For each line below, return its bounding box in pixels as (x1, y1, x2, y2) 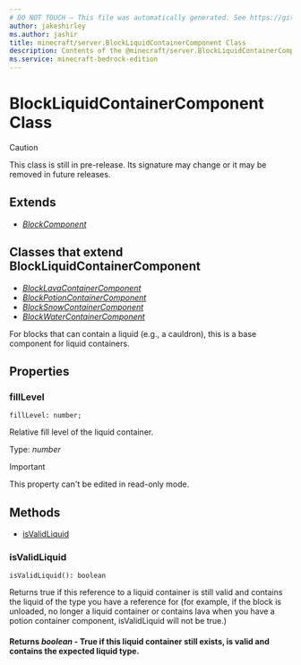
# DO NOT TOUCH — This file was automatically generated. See (9, 13, 246, 22)
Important (9, 462, 46, 472)
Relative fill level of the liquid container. (9, 427, 154, 437)
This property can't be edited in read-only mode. (9, 479, 190, 489)
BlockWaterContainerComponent (21, 311, 145, 322)
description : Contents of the (9, 47, 123, 56)
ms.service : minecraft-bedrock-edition (9, 55, 159, 64)
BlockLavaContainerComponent (21, 282, 142, 293)
